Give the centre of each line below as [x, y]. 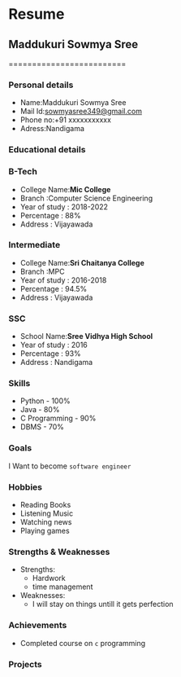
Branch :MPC [42, 271]
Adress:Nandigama [52, 129]
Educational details [47, 150]
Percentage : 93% [50, 354]
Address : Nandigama [56, 363]
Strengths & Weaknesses [59, 552]
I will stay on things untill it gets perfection [103, 604]
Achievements [38, 626]
